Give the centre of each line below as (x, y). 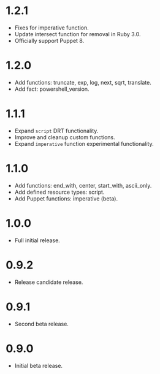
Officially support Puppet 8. (49, 40)
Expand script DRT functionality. (56, 131)
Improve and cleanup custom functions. (65, 137)
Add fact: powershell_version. (52, 89)
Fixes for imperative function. (52, 28)
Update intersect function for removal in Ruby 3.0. (78, 34)
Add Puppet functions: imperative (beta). (66, 198)
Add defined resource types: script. (59, 192)
